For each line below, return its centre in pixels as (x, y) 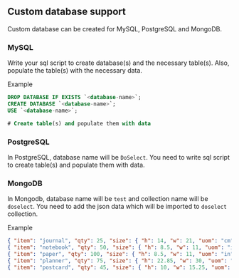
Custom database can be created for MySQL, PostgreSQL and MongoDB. (115, 29)
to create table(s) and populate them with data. (76, 165)
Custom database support (67, 12)
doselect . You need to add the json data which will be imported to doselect (117, 207)
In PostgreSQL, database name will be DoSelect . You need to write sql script (118, 157)
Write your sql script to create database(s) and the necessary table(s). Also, (118, 63)
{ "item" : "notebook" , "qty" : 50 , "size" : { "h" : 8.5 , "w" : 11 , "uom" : (116, 248)
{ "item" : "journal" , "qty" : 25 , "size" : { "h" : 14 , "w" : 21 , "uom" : (113, 241)
